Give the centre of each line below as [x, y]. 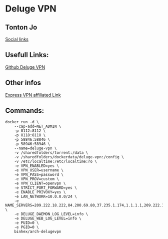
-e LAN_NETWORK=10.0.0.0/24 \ [46, 197]
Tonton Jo [21, 27]
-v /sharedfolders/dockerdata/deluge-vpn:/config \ [69, 157]
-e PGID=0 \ [26, 227]
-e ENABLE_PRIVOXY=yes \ [40, 192]
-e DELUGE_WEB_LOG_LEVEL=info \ [48, 218]
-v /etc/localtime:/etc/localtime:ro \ [56, 162]
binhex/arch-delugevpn [38, 232]
